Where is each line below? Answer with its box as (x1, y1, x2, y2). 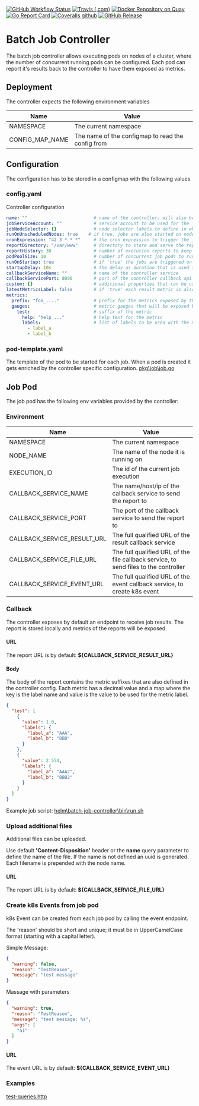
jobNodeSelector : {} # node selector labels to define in (6, 226, 187, 232)
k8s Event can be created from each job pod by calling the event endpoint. (6, 915, 188, 922)
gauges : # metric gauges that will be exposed (11, 303, 190, 309)
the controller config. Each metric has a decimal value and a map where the (6, 685, 191, 692)
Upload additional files (6, 821, 73, 830)
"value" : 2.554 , (21, 757, 62, 763)
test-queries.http (6, 1093, 47, 1100)
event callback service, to (112, 580, 184, 588)
